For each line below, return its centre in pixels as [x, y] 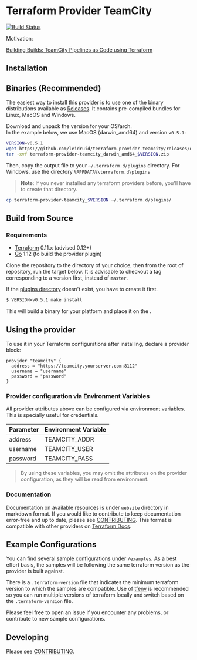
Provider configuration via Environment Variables [78, 396]
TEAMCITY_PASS [69, 459]
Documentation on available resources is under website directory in [87, 507]
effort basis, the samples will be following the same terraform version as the [98, 565]
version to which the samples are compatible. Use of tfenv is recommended [97, 589]
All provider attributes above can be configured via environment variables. [96, 409]
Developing [27, 637]
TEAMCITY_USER [69, 449]
